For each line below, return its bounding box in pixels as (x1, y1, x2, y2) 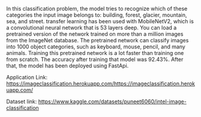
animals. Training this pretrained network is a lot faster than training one (6, 50, 184, 56)
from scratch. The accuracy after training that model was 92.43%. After (6, 56, 184, 63)
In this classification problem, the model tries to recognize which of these (6, 5, 188, 12)
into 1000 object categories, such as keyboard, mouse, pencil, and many (6, 43, 186, 50)
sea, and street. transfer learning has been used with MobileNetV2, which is (6, 18, 194, 24)
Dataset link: (6, 98, 37, 105)
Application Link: (6, 74, 48, 81)
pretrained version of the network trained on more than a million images (6, 30, 184, 38)
